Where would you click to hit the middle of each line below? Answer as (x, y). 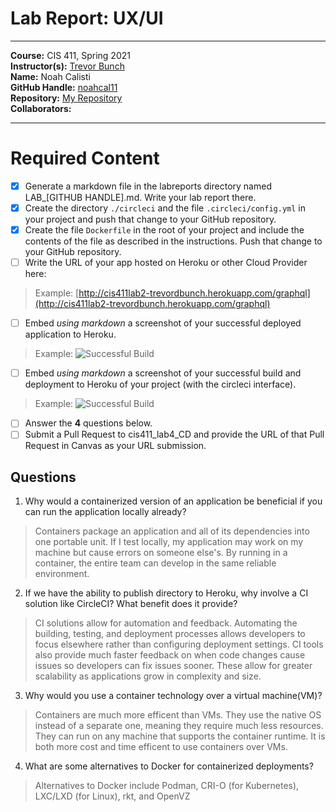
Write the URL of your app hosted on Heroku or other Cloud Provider (166, 263)
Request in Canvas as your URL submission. (115, 446)
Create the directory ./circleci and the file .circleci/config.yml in (165, 208)
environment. (62, 574)
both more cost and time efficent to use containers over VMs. (161, 747)
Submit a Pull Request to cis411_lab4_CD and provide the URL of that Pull (174, 434)
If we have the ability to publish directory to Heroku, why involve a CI (166, 593)
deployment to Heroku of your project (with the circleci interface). (160, 384)
